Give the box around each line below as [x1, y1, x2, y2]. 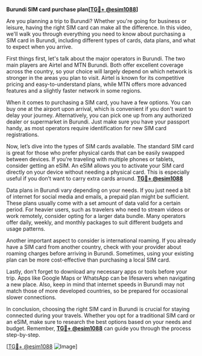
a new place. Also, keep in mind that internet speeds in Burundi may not [6, 281, 185, 288]
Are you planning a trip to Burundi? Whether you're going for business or [6, 18, 187, 24]
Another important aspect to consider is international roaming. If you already [6, 237, 197, 244]
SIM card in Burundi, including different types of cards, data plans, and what [6, 37, 196, 44]
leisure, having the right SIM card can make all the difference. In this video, [6, 24, 192, 31]
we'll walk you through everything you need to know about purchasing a [6, 30, 186, 38]
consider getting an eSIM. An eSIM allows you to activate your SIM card [6, 162, 185, 169]
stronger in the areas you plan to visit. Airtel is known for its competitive [6, 74, 185, 81]
